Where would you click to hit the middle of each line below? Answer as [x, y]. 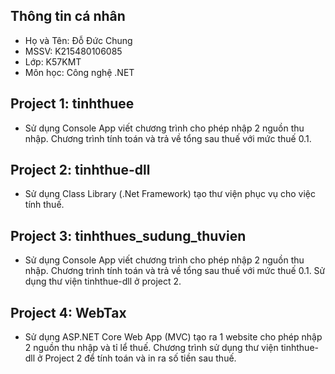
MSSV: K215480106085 [73, 51]
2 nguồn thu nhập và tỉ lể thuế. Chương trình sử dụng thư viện [151, 348]
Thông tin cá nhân [68, 16]
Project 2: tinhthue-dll [80, 170]
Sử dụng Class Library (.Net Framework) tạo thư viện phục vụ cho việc [170, 194]
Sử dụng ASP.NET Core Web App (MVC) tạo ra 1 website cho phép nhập [173, 337]
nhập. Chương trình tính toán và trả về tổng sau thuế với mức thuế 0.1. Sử [175, 271]
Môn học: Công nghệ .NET [79, 72]
